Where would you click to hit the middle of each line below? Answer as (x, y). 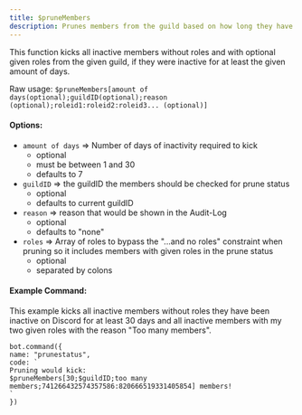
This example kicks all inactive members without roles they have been (140, 311)
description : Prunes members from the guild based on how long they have (151, 26)
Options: (26, 125)
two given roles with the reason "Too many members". (111, 330)
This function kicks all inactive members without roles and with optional (142, 52)
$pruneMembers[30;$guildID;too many (78, 378)
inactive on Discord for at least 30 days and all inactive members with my (146, 320)
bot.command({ (36, 346)
